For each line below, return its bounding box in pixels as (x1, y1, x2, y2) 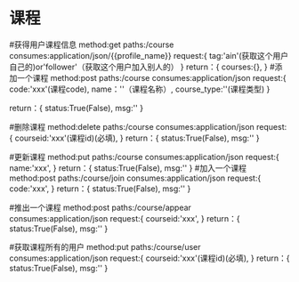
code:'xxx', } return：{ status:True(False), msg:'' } (9, 183, 191, 194)
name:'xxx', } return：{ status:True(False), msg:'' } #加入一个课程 (9, 162, 247, 173)
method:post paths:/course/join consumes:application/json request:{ (9, 173, 262, 183)
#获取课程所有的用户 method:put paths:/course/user (9, 241, 201, 252)
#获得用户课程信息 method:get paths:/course (9, 39, 174, 50)
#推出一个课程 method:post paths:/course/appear (9, 202, 191, 213)
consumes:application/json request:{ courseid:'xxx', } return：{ (9, 213, 240, 223)
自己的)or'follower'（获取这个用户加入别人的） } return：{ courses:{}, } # (9, 61, 276, 72)
